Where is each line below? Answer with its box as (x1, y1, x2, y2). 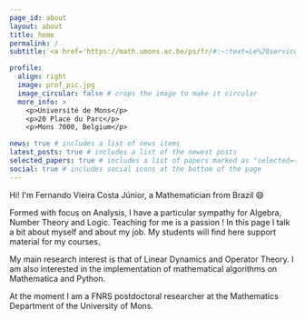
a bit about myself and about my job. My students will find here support (9, 226, 277, 237)
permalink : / (9, 38, 59, 48)
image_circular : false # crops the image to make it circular (17, 88, 258, 98)
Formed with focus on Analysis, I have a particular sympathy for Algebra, (9, 206, 282, 218)
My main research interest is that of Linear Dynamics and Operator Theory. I (9, 254, 294, 265)
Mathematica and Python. (9, 273, 106, 284)
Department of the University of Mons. (9, 300, 154, 311)
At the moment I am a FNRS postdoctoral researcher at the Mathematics (9, 290, 279, 301)
